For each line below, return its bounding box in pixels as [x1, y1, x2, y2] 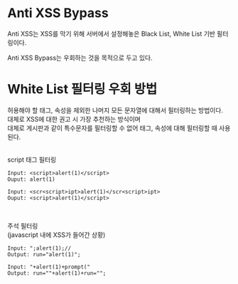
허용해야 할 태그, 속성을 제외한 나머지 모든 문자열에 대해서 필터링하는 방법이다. [7, 105, 224, 115]
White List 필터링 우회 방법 [7, 81, 158, 98]
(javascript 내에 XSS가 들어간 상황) [7, 230, 106, 239]
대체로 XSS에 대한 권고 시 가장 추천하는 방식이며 [7, 115, 141, 123]
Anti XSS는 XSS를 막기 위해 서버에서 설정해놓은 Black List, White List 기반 [7, 29, 215, 38]
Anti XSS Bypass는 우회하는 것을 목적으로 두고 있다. [7, 53, 153, 62]
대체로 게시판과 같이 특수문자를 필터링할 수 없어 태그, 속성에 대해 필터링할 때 [7, 123, 218, 132]
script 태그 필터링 [7, 155, 57, 164]
